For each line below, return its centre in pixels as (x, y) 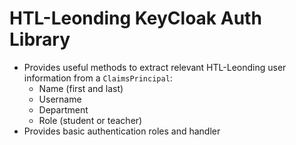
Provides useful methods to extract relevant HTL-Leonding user (155, 67)
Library (40, 39)
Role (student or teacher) (90, 120)
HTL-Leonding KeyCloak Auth (135, 18)
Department (63, 109)
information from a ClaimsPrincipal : (98, 78)
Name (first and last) (81, 88)
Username (60, 99)
